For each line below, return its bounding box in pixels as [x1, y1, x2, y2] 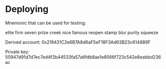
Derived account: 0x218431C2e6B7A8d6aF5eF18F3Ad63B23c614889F [5, 39, 151, 45]
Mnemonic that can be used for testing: [5, 20, 86, 26]
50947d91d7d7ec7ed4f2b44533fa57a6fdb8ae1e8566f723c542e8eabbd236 [5, 54, 161, 60]
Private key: [5, 49, 30, 55]
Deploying [5, 3, 49, 15]
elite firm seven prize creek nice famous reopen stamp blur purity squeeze [5, 29, 159, 35]
